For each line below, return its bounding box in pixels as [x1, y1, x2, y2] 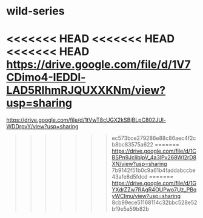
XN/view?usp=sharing [111, 160, 168, 168]
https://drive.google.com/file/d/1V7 [6, 58, 191, 71]
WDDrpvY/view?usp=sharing [6, 123, 79, 130]
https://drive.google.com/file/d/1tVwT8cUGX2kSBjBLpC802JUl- [6, 116, 167, 124]
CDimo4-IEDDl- [6, 71, 86, 84]
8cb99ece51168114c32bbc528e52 [111, 199, 198, 206]
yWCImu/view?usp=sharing [111, 193, 181, 200]
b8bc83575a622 [111, 141, 153, 148]
